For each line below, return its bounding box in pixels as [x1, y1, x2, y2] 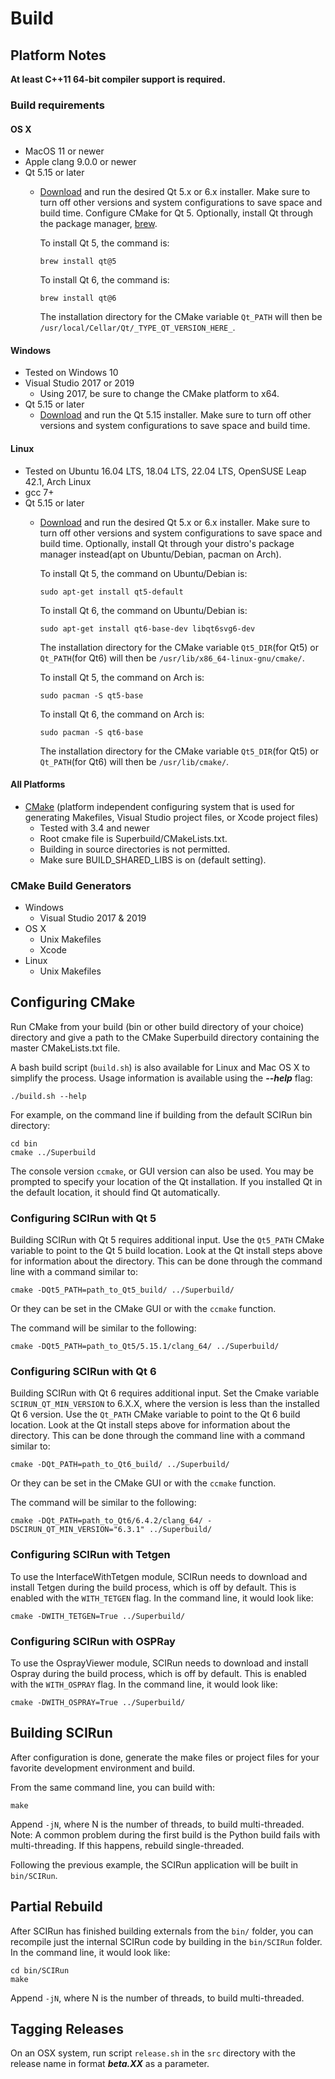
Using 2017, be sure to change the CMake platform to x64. [39, 388, 280, 400]
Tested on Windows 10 [24, 367, 119, 379]
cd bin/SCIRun [10, 1965, 70, 1976]
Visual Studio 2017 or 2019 [24, 377, 135, 389]
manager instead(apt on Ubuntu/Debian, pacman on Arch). [39, 548, 282, 560]
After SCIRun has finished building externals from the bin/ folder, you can [10, 1925, 314, 1937]
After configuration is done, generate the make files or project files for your [10, 1751, 320, 1763]
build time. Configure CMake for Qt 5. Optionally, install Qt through [39, 207, 314, 219]
